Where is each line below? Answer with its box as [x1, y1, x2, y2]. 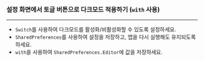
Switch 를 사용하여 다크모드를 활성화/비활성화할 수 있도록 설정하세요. [15, 26, 177, 33]
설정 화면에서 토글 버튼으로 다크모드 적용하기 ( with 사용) [6, 5, 160, 13]
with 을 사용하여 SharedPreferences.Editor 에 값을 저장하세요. [15, 48, 163, 56]
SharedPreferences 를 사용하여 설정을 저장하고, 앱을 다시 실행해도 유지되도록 [15, 33, 196, 40]
